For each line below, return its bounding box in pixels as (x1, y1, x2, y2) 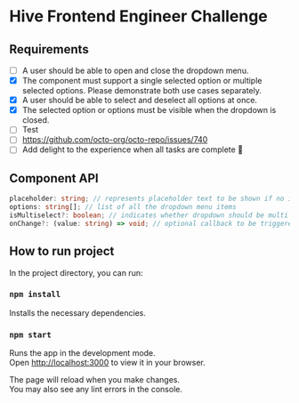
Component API (9, 171, 100, 186)
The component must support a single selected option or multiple (21, 76, 263, 86)
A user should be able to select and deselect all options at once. (21, 95, 258, 106)
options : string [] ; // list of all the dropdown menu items (9, 203, 238, 212)
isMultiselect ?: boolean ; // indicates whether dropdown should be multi (9, 211, 289, 220)
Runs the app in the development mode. (9, 348, 156, 359)
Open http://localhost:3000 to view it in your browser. (9, 358, 206, 368)
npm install (9, 289, 61, 300)
